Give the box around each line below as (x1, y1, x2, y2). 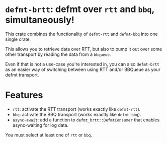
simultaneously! (5, 14, 74, 26)
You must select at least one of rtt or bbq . (5, 132, 92, 138)
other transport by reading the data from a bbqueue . (5, 51, 111, 57)
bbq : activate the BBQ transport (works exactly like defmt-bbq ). (12, 111, 141, 117)
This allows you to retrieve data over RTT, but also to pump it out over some (5, 46, 162, 52)
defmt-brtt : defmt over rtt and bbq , (5, 4, 154, 15)
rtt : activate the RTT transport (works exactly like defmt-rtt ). (12, 106, 141, 112)
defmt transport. (5, 71, 39, 78)
